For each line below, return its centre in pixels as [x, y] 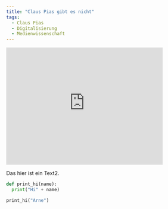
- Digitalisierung [35, 28]
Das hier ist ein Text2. [33, 173]
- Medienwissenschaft [38, 34]
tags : [13, 17]
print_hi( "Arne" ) [28, 200]
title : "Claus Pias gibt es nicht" [50, 12]
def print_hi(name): [32, 184]
